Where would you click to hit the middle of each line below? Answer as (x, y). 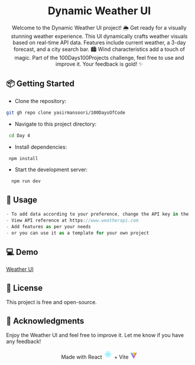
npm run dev (26, 181)
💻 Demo (22, 252)
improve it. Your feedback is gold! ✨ (99, 64)
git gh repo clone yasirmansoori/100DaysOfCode (66, 113)
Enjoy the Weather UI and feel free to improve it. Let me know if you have (95, 335)
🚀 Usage (22, 200)
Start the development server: (51, 169)
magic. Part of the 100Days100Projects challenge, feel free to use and (99, 57)
